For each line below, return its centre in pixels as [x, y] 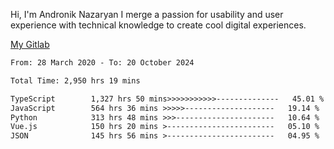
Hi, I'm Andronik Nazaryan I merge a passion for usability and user [147, 14]
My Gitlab [30, 44]
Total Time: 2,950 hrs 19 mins [75, 80]
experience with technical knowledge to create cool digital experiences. [158, 25]
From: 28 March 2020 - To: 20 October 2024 [102, 63]
